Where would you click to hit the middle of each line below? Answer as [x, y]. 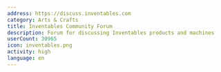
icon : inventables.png [40, 45]
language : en [26, 58]
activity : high [29, 52]
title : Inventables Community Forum [60, 26]
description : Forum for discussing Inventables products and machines [111, 33]
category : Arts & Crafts [43, 20]
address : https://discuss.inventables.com [69, 13]
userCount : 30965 [32, 39]
